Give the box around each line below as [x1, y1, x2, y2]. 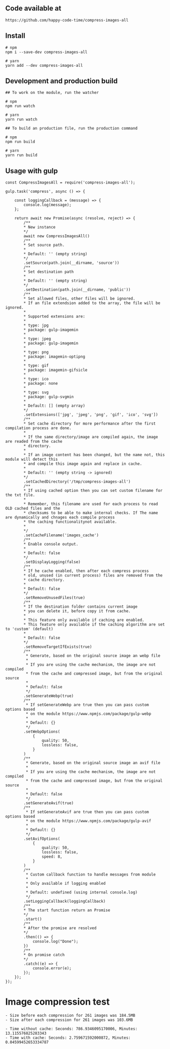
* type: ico [23, 377, 49, 382]
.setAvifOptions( [23, 836, 60, 841]
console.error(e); [32, 966, 72, 971]
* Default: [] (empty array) [23, 403, 86, 409]
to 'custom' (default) [5, 627, 53, 632]
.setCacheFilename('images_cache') [23, 533, 99, 538]
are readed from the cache [5, 439, 63, 444]
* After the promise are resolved [23, 926, 97, 931]
